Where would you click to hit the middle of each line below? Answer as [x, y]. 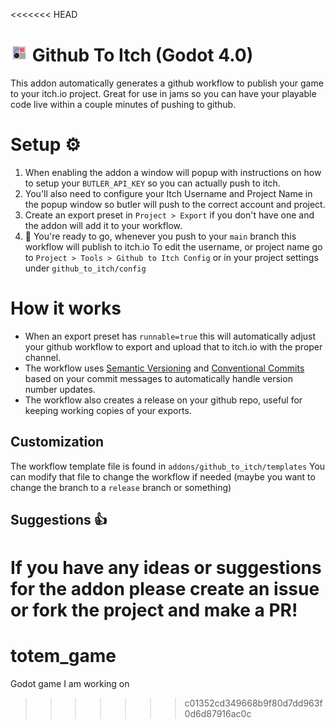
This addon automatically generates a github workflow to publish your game [167, 83]
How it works [66, 308]
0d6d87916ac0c [218, 714]
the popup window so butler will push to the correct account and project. [175, 204]
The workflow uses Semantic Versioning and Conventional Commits [164, 368]
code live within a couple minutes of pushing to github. [123, 104]
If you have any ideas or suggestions [166, 568]
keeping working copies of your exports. [108, 410]
